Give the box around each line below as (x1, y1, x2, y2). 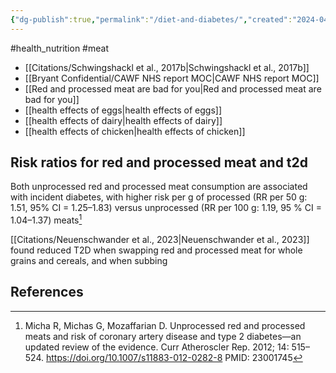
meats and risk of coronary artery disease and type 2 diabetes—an (24, 330, 302, 342)
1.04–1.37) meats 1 (10, 212, 83, 226)
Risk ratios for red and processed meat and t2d (10, 154, 309, 171)
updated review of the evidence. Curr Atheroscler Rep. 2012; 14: (24, 341, 290, 353)
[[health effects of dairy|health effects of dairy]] (24, 114, 223, 126)
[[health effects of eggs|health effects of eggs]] (24, 104, 223, 116)
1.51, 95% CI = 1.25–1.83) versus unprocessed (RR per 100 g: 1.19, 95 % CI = (10, 202, 322, 214)
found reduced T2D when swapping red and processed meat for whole (10, 244, 303, 256)
